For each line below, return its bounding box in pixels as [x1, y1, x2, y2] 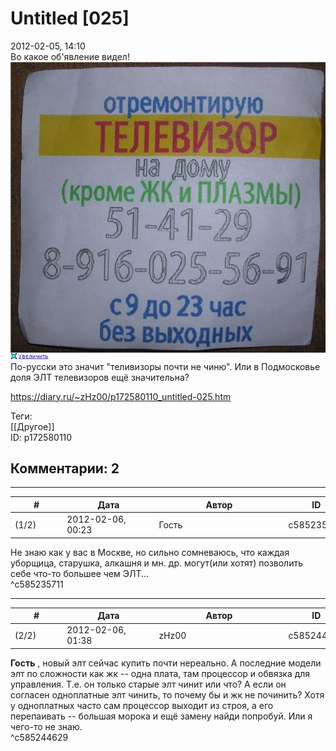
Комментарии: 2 [10, 460, 120, 477]
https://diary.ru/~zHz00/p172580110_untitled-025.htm [10, 390, 232, 402]
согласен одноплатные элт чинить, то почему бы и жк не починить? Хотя [10, 688, 325, 701]
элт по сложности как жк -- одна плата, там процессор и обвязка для [10, 667, 311, 679]
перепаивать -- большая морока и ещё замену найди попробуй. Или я [10, 710, 313, 722]
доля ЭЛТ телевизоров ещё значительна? [10, 371, 190, 383]
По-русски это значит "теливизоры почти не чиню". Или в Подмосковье [10, 360, 321, 372]
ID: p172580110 [10, 431, 73, 443]
